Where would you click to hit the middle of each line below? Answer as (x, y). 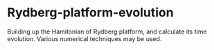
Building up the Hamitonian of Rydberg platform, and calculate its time (107, 32)
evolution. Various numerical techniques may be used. (84, 38)
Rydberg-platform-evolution (91, 13)
